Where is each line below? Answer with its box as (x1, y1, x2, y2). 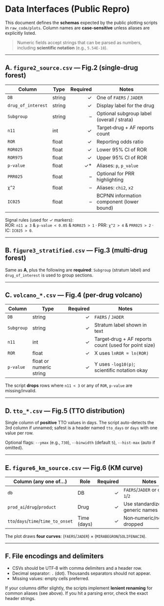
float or (32, 358, 49, 365)
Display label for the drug (96, 102, 155, 109)
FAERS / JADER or (123, 486, 157, 493)
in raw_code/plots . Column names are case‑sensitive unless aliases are (5, 25, 150, 30)
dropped (123, 521, 143, 528)
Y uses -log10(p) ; (94, 361, 135, 368)
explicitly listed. (5, 30, 37, 36)
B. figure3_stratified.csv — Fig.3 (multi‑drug (5, 246, 148, 254)
